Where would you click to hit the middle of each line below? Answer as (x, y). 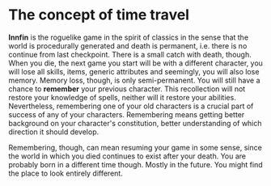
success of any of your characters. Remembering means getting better (127, 114)
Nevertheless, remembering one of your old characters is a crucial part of (131, 106)
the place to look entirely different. (66, 173)
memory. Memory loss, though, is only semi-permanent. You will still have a (134, 80)
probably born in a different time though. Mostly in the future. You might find (135, 164)
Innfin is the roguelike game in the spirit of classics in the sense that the (129, 37)
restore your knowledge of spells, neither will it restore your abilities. (122, 97)
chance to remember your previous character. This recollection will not (127, 89)
